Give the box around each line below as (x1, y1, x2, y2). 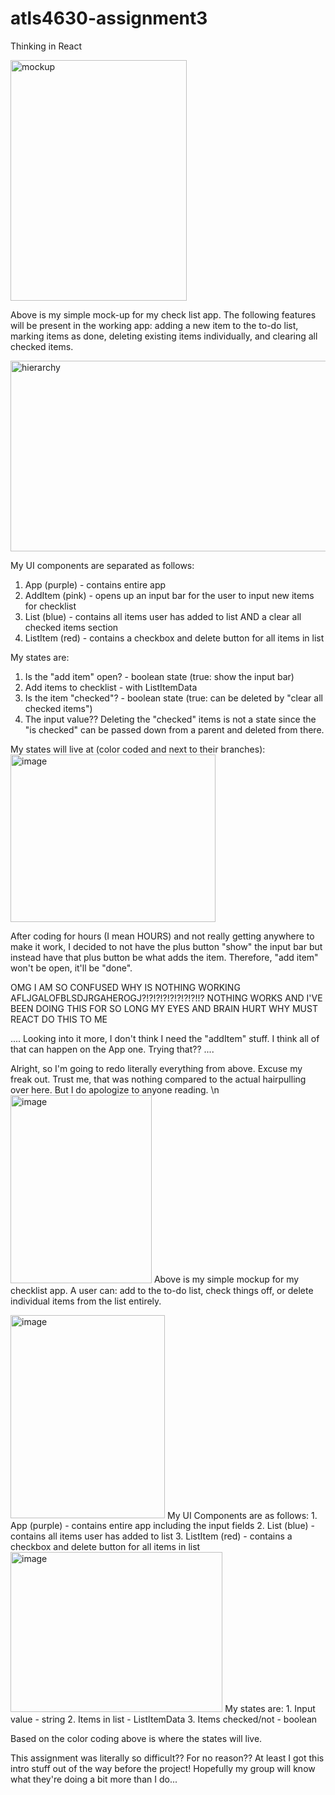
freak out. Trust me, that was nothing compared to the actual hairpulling (10, 1073, 307, 1086)
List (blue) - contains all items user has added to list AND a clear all (24, 610, 302, 622)
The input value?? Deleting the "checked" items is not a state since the (24, 713, 317, 725)
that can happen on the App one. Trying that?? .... (10, 1043, 215, 1056)
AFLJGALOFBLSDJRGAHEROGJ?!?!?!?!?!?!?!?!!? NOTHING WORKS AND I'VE (10, 992, 323, 1004)
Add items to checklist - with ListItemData (24, 681, 198, 693)
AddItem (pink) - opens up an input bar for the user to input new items (24, 589, 315, 601)
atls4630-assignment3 (10, 7, 208, 30)
